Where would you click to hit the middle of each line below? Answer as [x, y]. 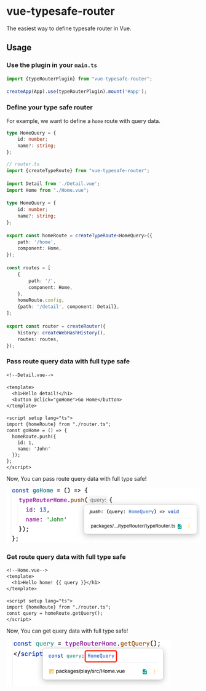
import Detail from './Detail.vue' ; [53, 184]
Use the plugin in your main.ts [52, 65]
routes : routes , [38, 339]
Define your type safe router [50, 108]
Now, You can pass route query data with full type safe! [77, 478]
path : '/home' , [37, 242]
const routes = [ [29, 268]
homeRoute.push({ [34, 436]
